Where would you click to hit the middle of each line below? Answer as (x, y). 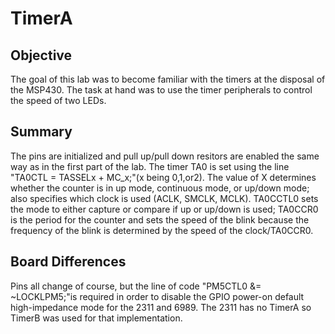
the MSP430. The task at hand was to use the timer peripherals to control (161, 90)
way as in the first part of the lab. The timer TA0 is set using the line (150, 166)
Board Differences (68, 262)
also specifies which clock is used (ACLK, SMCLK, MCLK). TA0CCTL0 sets (164, 198)
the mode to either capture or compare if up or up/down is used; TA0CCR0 (164, 209)
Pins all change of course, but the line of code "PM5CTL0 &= (136, 286)
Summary (41, 132)
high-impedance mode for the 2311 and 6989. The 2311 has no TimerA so (161, 307)
